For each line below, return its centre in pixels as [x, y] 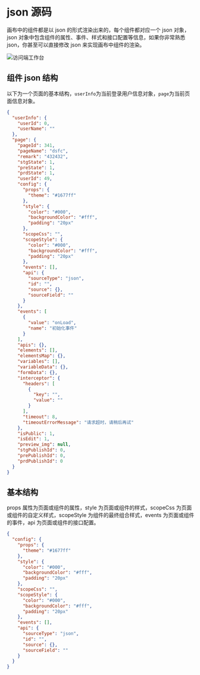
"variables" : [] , [39, 362]
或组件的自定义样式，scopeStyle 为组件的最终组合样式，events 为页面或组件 [101, 515]
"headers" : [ [39, 384]
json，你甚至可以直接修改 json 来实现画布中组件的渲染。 [76, 45]
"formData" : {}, [38, 372]
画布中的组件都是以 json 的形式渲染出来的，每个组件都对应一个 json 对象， [98, 30]
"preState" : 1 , [36, 167]
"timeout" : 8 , [40, 417]
